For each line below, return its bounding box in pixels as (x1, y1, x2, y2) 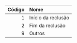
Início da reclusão (29, 14, 70, 21)
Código (7, 6, 25, 13)
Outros (29, 30, 45, 37)
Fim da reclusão (29, 22, 66, 29)
